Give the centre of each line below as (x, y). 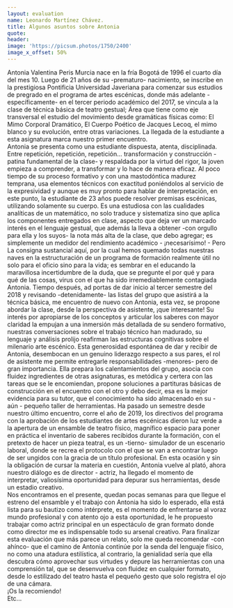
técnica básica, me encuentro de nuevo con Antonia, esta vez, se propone (114, 302)
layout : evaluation (35, 14)
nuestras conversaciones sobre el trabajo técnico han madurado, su (105, 331)
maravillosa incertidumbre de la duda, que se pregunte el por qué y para (111, 272)
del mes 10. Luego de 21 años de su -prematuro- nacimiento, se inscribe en (115, 79)
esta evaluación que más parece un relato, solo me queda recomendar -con (116, 539)
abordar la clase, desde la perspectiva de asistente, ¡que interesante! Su (111, 309)
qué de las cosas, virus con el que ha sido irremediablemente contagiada (112, 280)
